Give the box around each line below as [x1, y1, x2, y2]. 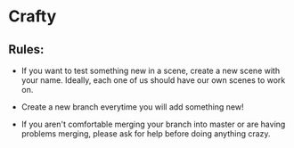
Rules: [8, 42, 45, 57]
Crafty [8, 6, 57, 27]
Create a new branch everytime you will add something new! [20, 102, 244, 112]
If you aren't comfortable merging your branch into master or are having [20, 119, 286, 129]
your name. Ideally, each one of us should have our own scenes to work [20, 75, 286, 86]
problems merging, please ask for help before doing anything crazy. [20, 128, 271, 139]
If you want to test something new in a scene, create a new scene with [20, 65, 281, 76]
